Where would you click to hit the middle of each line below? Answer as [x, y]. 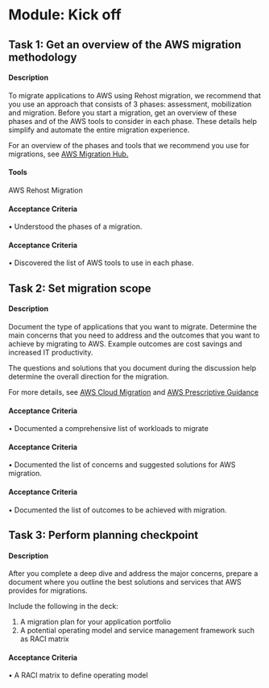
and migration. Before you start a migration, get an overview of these [123, 112]
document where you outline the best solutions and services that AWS [125, 582]
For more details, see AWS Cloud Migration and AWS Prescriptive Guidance [134, 392]
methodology [43, 57]
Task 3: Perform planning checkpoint [103, 535]
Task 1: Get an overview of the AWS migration [125, 45]
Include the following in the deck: [64, 607]
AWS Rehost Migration [46, 190]
